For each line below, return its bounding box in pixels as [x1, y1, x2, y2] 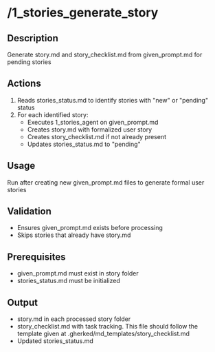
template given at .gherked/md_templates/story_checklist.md [16, 329, 190, 338]
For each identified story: [16, 110, 89, 118]
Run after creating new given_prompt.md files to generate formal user [7, 178, 205, 187]
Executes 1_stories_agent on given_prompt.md [27, 118, 159, 126]
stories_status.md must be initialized [16, 277, 120, 285]
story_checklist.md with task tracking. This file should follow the [16, 322, 198, 331]
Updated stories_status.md [16, 337, 94, 345]
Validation [7, 205, 52, 218]
